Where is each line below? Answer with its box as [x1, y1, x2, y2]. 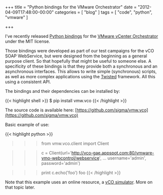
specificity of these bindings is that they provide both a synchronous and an [5, 63, 158, 69]
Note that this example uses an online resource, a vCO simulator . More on [5, 179, 153, 185]
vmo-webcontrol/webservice [41, 155, 100, 161]
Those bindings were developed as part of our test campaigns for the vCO [5, 48, 154, 53]
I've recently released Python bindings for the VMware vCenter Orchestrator [5, 34, 158, 39]
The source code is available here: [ [5, 107, 77, 113]
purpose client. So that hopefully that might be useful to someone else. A [5, 58, 152, 64]
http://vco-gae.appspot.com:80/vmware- [71, 150, 154, 156]
